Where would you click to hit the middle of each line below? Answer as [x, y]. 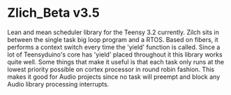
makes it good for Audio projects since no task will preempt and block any [114, 76]
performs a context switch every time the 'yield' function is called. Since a [114, 47]
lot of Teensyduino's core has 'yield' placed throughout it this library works [115, 54]
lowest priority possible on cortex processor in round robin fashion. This [111, 69]
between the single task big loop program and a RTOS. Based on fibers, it [113, 39]
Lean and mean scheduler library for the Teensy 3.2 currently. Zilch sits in [113, 32]
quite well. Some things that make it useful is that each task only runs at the [116, 61]
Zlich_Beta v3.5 [53, 13]
